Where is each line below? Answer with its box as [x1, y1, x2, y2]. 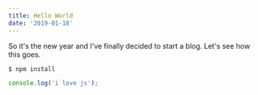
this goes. [8, 49, 42, 59]
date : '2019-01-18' [8, 19, 74, 27]
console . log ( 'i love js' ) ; [8, 79, 99, 87]
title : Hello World [8, 11, 74, 20]
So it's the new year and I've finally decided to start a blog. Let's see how [8, 41, 251, 50]
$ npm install [8, 65, 56, 73]
